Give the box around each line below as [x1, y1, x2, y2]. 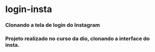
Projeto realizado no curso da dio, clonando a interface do [5, 35, 150, 42]
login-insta [5, 4, 52, 15]
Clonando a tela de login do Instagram [5, 22, 100, 29]
